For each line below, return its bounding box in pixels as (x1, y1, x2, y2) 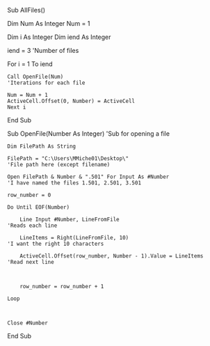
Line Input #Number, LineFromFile (19, 216, 120, 223)
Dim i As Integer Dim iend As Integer (7, 33, 111, 41)
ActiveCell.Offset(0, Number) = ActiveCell (7, 97, 136, 104)
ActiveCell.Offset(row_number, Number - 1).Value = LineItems (19, 253, 204, 260)
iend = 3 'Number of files (7, 47, 79, 54)
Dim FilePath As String (7, 143, 76, 150)
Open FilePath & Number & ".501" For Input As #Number (7, 173, 170, 180)
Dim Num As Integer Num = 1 (7, 19, 90, 27)
